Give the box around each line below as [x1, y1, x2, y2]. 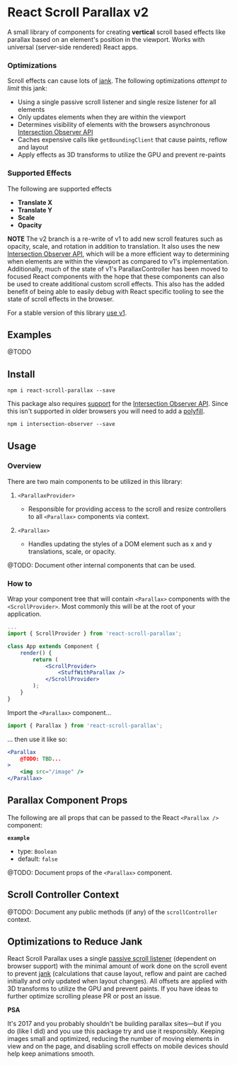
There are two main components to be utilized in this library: [7, 477, 183, 485]
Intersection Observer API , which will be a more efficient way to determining [7, 249, 230, 258]
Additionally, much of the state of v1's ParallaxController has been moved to [7, 264, 229, 273]
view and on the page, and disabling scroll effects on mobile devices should [7, 1042, 229, 1051]
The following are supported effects [7, 184, 112, 193]
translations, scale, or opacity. [28, 547, 117, 556]
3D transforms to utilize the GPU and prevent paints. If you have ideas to [7, 984, 219, 993]
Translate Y [17, 205, 53, 214]
